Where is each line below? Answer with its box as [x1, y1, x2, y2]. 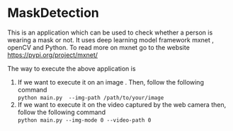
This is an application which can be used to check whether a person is [7, 28, 213, 37]
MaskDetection [7, 5, 99, 21]
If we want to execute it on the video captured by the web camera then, [17, 100, 227, 108]
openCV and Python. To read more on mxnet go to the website [7, 43, 190, 51]
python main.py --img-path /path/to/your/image [17, 94, 164, 101]
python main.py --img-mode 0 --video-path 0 [17, 116, 152, 124]
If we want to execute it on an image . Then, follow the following [17, 77, 204, 86]
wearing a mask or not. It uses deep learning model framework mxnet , [7, 35, 215, 44]
